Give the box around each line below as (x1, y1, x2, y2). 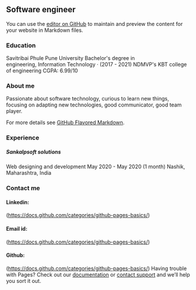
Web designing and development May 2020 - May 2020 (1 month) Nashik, (6, 163, 185, 170)
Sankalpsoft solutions (6, 148, 62, 155)
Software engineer (6, 5, 76, 15)
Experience (6, 134, 39, 142)
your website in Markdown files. (6, 26, 83, 34)
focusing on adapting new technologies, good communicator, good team (6, 101, 182, 108)
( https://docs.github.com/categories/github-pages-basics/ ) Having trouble (6, 265, 187, 272)
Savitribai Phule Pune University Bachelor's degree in (6, 55, 135, 62)
